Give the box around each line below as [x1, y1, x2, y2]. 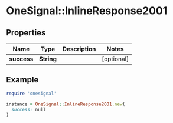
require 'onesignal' [6, 90, 57, 97]
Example [6, 75, 39, 85]
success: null [11, 107, 46, 112]
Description [62, 45, 96, 53]
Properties [6, 28, 46, 38]
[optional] [101, 55, 129, 63]
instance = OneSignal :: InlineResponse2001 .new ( [6, 101, 126, 107]
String [39, 55, 57, 63]
